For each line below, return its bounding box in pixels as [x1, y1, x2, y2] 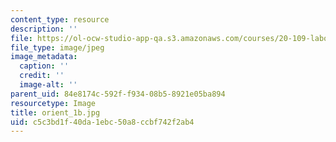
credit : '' [19, 71, 65, 81]
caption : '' [19, 61, 70, 71]
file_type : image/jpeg [10, 42, 105, 53]
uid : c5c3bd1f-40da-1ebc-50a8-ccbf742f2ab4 [10, 117, 195, 127]
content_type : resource [10, 14, 110, 25]
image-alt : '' [19, 80, 78, 90]
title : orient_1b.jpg [10, 107, 101, 118]
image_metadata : [10, 52, 78, 62]
